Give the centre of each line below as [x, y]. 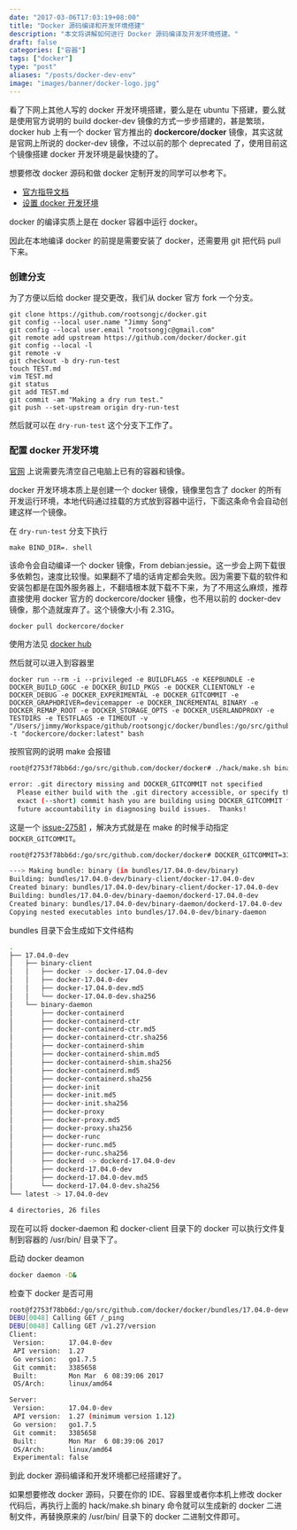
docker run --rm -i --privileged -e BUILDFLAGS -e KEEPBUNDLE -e [132, 680]
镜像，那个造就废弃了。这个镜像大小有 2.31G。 [94, 610]
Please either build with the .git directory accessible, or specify [148, 792]
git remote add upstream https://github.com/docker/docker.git [128, 338]
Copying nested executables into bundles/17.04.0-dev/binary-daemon [138, 912]
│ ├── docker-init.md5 [63, 1096]
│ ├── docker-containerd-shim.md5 [85, 1054]
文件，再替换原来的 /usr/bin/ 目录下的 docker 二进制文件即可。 [130, 1517]
